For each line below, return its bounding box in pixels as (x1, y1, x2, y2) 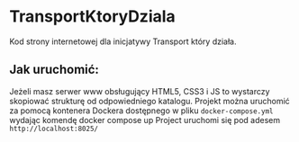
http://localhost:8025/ (9, 124, 99, 133)
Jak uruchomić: (9, 62, 99, 77)
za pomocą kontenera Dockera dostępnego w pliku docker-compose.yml (9, 105, 274, 116)
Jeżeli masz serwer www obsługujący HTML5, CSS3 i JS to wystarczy (9, 85, 270, 96)
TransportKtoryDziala (9, 6, 176, 27)
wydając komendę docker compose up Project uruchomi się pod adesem (9, 114, 281, 125)
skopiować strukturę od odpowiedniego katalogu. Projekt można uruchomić (9, 95, 290, 106)
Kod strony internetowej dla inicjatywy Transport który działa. (9, 36, 237, 47)
